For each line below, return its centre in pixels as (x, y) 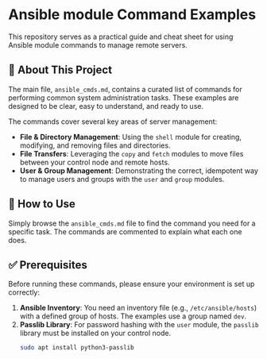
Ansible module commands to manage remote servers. (98, 44)
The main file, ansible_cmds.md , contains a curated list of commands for (125, 89)
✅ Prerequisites (48, 265)
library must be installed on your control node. (95, 333)
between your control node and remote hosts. (95, 162)
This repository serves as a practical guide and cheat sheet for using (121, 37)
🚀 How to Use (42, 204)
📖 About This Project (60, 70)
